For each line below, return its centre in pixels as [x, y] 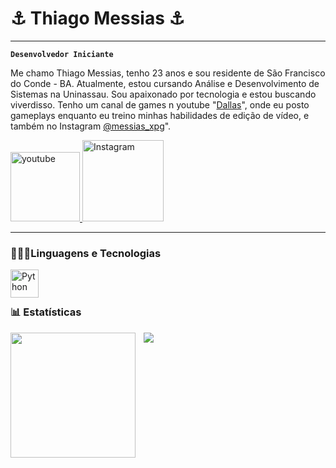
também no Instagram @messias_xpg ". [91, 126]
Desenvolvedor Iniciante [62, 54]
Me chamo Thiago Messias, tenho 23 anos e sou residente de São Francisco [168, 73]
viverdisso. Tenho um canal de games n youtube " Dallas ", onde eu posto [160, 104]
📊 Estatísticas [46, 312]
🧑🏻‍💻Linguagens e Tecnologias [86, 253]
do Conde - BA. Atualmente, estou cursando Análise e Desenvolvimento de [165, 83]
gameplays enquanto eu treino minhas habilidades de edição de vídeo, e [160, 115]
